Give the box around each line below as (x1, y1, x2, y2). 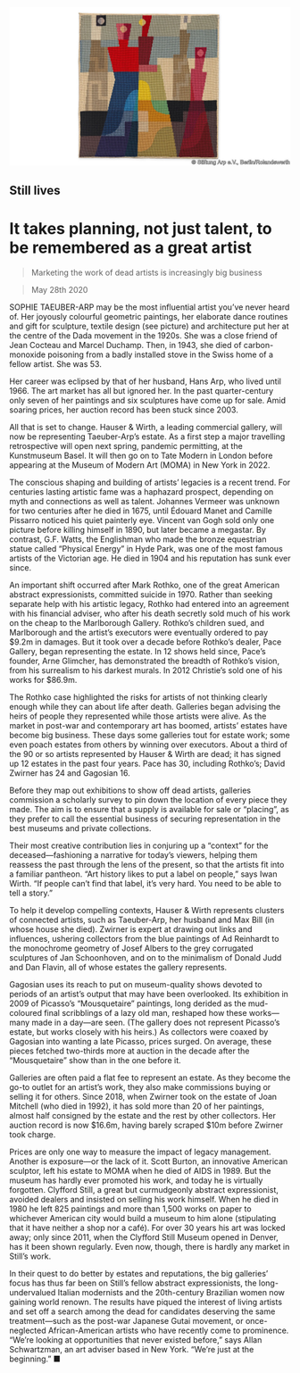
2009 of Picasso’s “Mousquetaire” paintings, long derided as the (9, 998, 247, 1009)
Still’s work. (9, 1251, 52, 1261)
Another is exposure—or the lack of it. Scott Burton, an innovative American (9, 1155, 288, 1167)
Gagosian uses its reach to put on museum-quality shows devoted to (9, 978, 262, 989)
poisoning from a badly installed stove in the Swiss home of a (47, 349, 274, 360)
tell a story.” (9, 887, 54, 898)
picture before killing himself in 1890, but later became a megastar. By (9, 524, 266, 535)
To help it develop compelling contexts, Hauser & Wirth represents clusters (9, 904, 285, 915)
